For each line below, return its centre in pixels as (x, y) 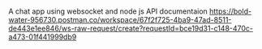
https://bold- (231, 11)
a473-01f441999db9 (43, 37)
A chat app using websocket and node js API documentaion (108, 11)
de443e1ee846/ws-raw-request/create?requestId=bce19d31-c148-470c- (131, 28)
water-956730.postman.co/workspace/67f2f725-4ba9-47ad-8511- (120, 19)
